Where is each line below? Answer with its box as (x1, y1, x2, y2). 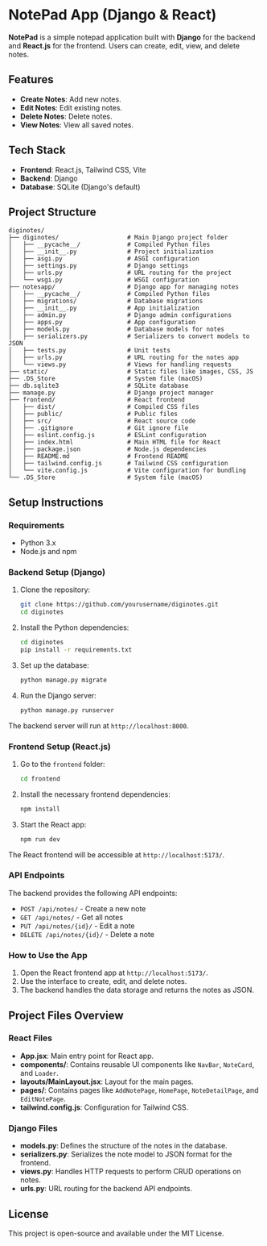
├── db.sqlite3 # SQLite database (8, 381, 189, 390)
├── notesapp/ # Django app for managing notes (8, 283, 240, 291)
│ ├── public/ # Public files (8, 410, 179, 419)
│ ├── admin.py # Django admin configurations (8, 311, 232, 319)
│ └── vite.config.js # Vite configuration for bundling (8, 466, 247, 475)
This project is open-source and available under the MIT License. (8, 1228, 224, 1238)
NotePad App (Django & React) (8, 6, 217, 24)
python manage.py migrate (19, 676, 107, 684)
